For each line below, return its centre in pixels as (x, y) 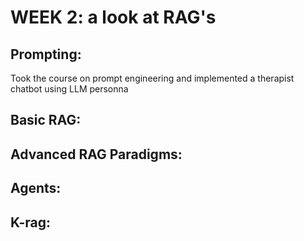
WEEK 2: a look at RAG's (113, 17)
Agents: (36, 188)
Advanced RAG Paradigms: (96, 154)
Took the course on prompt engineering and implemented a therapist (152, 78)
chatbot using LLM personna (69, 89)
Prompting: (46, 54)
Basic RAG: (46, 120)
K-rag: (31, 222)
